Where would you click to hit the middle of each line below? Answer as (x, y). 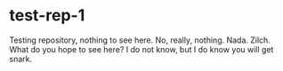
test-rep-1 (47, 16)
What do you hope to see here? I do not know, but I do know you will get (141, 49)
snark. (21, 59)
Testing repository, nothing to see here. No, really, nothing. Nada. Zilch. (140, 40)
